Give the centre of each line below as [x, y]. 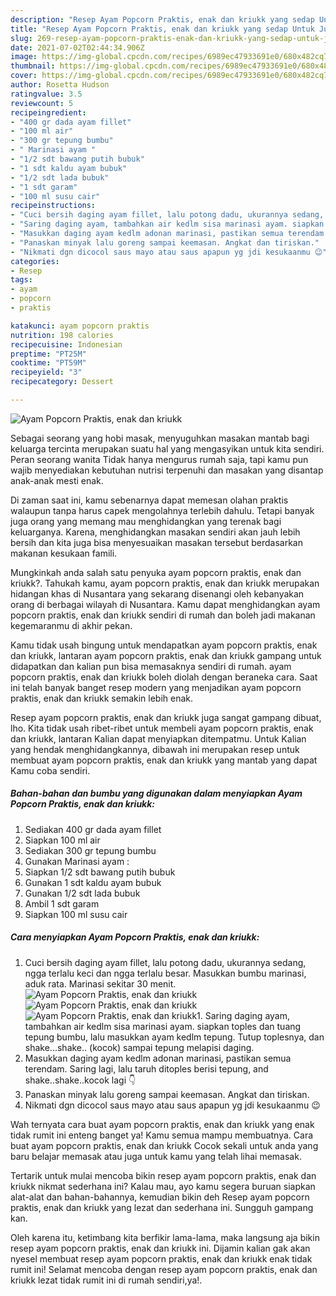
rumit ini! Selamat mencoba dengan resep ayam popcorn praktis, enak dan [164, 1269]
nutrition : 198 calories [62, 335]
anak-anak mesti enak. [57, 480]
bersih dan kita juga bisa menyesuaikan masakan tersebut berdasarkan [156, 542]
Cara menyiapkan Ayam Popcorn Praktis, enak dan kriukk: [135, 937]
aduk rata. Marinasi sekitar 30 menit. [100, 983]
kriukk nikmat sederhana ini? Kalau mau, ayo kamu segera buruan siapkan [163, 1186]
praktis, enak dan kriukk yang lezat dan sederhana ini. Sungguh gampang [162, 1207]
